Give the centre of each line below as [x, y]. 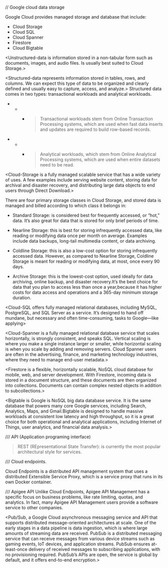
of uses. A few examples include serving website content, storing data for [81, 180]
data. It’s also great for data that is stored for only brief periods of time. [86, 221]
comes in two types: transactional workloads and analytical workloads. [78, 94]
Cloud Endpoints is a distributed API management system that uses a [76, 471]
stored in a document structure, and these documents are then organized [81, 380]
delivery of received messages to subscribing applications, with [94, 549]
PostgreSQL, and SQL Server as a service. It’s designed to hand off [74, 313]
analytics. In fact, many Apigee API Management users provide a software [82, 502]
